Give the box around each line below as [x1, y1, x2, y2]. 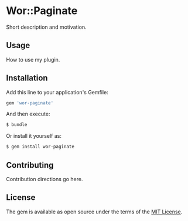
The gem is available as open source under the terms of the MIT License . [6, 208, 183, 215]
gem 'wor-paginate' [6, 100, 54, 106]
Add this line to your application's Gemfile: [6, 89, 108, 96]
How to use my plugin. [6, 56, 60, 63]
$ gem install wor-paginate [6, 144, 75, 150]
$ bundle [6, 122, 28, 128]
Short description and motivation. [6, 23, 87, 30]
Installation [6, 73, 48, 83]
